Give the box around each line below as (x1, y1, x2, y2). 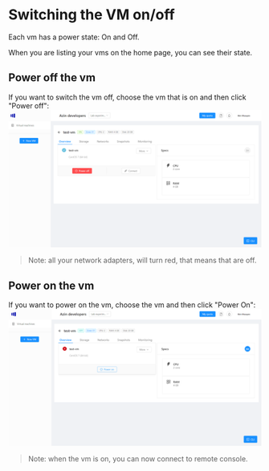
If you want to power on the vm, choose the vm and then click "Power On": (8, 300, 256, 310)
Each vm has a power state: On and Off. (8, 32, 140, 42)
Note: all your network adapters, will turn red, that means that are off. (27, 255, 257, 266)
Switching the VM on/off (8, 6, 175, 24)
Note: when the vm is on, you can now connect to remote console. (27, 453, 248, 463)
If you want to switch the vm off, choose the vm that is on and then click (8, 92, 247, 102)
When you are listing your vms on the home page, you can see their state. (8, 47, 253, 57)
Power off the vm (8, 71, 96, 85)
